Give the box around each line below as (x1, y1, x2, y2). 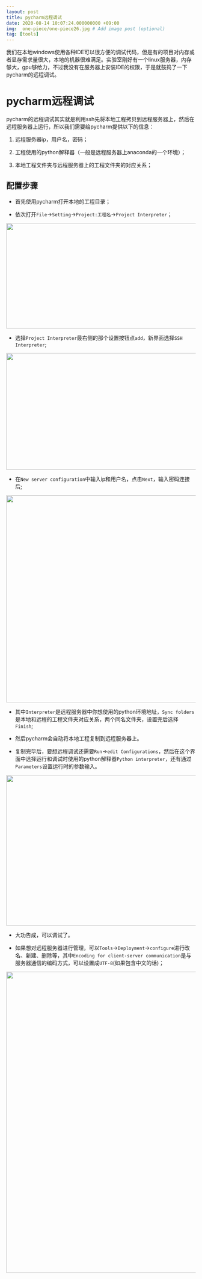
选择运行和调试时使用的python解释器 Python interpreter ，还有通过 (25, 755, 192, 762)
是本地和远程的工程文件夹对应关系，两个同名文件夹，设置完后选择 (14, 715, 179, 723)
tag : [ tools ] (6, 31, 39, 37)
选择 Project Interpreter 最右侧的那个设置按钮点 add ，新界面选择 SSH (14, 334, 183, 341)
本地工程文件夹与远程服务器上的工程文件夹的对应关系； (14, 161, 152, 169)
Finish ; (14, 722, 33, 730)
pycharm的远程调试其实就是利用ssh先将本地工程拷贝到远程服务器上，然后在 (6, 116, 195, 123)
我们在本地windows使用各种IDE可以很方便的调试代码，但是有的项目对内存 (6, 49, 189, 56)
